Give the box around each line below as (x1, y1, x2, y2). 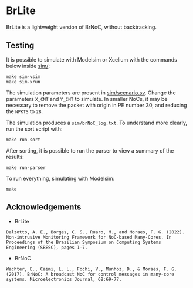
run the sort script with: (6, 125, 63, 133)
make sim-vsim (6, 73, 41, 80)
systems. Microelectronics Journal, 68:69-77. (6, 276, 122, 282)
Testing (6, 40, 35, 50)
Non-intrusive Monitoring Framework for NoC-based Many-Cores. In (6, 234, 172, 240)
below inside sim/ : (6, 62, 50, 69)
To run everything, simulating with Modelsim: (6, 175, 115, 182)
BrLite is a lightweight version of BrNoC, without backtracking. (6, 23, 157, 31)
